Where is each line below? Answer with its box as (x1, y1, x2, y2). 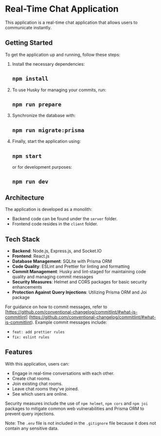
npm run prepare (12, 101, 62, 108)
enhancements (12, 284, 42, 290)
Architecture (5, 193, 45, 202)
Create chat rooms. (12, 375, 51, 381)
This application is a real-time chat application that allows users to (5, 19, 138, 25)
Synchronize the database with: (12, 113, 76, 119)
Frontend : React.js (12, 253, 50, 259)
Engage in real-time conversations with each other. (12, 370, 115, 376)
